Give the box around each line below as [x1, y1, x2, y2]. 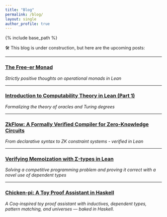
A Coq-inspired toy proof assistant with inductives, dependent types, [5, 201, 147, 207]
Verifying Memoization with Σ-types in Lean [5, 156, 114, 163]
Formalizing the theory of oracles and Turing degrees [5, 103, 115, 110]
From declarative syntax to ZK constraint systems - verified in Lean [5, 138, 144, 145]
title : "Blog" [5, 7, 35, 12]
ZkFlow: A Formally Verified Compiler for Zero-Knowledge [5, 121, 149, 128]
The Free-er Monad [5, 64, 53, 71]
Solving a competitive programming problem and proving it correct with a [5, 167, 156, 173]
